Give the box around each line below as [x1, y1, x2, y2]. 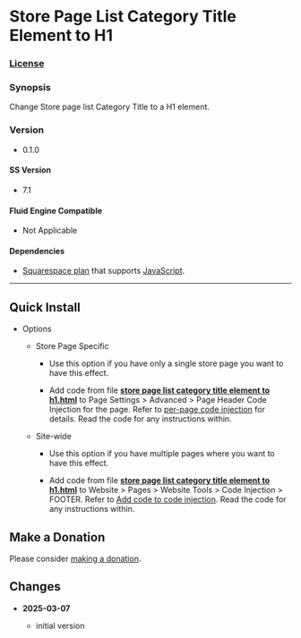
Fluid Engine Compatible [9, 205, 103, 216]
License [9, 57, 45, 70]
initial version [35, 620, 85, 631]
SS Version [9, 165, 52, 175]
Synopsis [9, 81, 51, 94]
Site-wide [35, 431, 72, 442]
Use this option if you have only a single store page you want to [48, 358, 284, 369]
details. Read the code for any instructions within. [48, 413, 232, 424]
